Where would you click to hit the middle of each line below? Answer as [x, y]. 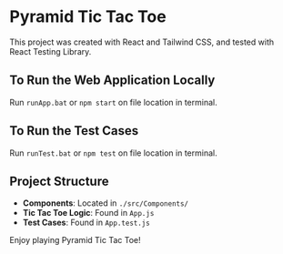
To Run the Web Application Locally [112, 81]
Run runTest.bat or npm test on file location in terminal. [113, 153]
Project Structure [59, 181]
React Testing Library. [51, 51]
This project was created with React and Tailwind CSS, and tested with [142, 42]
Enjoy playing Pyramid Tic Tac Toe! [75, 240]
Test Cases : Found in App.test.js [86, 223]
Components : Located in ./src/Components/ [106, 203]
